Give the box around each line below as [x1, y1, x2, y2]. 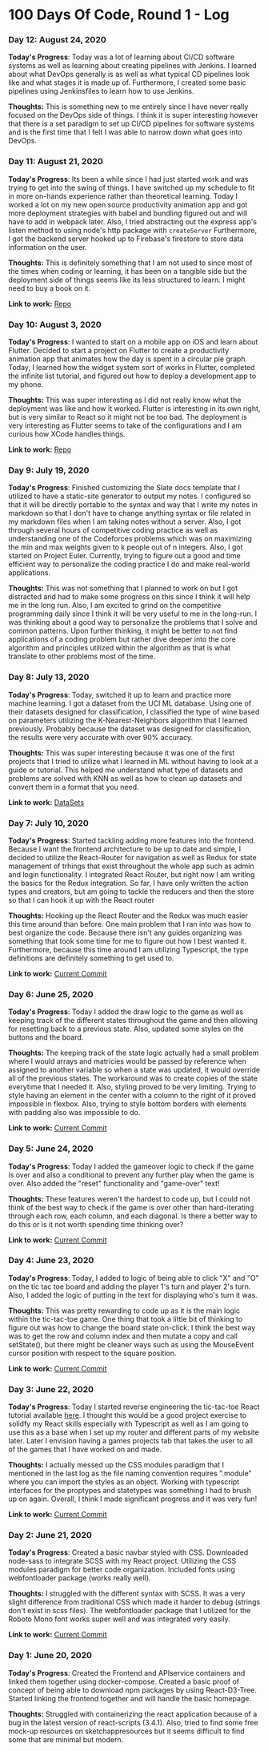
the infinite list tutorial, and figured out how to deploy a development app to [8, 371, 257, 381]
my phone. [8, 380, 44, 389]
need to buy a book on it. [8, 283, 90, 293]
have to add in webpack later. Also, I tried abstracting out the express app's [8, 216, 258, 226]
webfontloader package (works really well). [8, 1573, 151, 1583]
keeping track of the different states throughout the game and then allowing [8, 1016, 258, 1025]
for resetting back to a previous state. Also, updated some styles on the [8, 1024, 244, 1034]
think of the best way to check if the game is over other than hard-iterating [8, 1202, 254, 1212]
